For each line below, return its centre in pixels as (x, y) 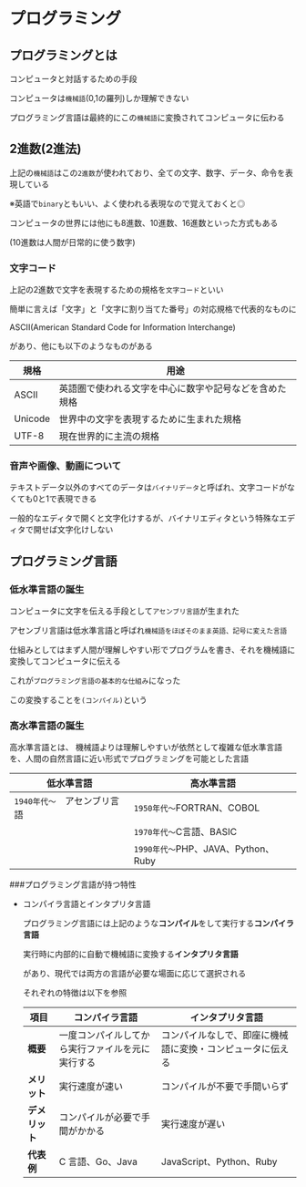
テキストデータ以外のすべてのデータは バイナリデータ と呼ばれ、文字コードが (148, 488)
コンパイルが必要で (100, 1118)
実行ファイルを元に (109, 1049)
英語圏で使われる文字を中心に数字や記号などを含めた (173, 388)
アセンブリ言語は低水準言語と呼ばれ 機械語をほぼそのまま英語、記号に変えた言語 (148, 631)
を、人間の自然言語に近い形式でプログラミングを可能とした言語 (129, 759)
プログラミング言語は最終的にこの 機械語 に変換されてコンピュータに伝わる (147, 118)
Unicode (32, 418)
